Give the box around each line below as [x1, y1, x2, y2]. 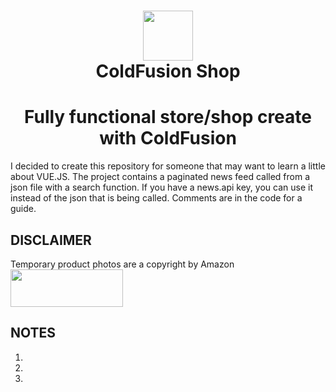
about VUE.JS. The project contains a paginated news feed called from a [10, 171, 311, 183]
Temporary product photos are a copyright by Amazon [10, 258, 235, 270]
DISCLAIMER [10, 231, 92, 249]
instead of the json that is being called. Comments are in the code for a [10, 192, 303, 204]
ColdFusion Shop [95, 60, 241, 83]
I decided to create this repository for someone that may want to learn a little [10, 160, 326, 172]
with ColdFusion [99, 127, 237, 150]
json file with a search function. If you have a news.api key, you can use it [10, 181, 313, 194]
